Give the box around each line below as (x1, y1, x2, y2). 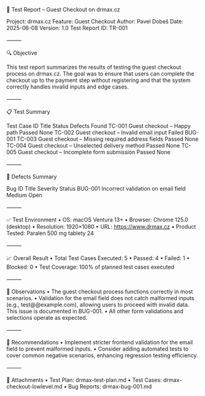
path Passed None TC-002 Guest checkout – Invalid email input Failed (6, 129, 184, 136)
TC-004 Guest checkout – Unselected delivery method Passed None (6, 142, 180, 149)
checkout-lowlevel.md (6, 383, 63, 390)
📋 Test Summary (6, 108, 50, 115)
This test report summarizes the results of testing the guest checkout (6, 63, 182, 71)
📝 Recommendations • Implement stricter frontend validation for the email (6, 339, 193, 346)
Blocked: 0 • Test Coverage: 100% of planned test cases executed (6, 263, 175, 271)
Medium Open (6, 191, 42, 199)
